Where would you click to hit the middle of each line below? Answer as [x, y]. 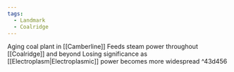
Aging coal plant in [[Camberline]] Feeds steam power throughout [103, 47]
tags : [15, 14]
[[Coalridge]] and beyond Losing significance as [78, 54]
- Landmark [30, 20]
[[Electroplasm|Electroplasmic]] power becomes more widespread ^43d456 [117, 62]
